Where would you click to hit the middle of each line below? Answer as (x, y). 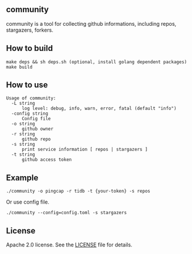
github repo (36, 139)
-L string (23, 104)
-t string (23, 155)
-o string (23, 124)
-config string (30, 114)
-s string (23, 145)
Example (22, 178)
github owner (37, 129)
